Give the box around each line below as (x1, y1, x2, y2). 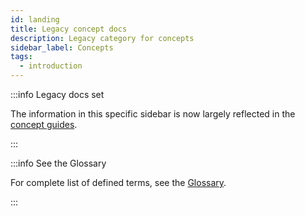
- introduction (19, 61, 83, 71)
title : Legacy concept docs (10, 24, 128, 34)
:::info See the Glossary (10, 157, 107, 169)
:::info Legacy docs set (10, 89, 105, 100)
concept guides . (10, 119, 78, 130)
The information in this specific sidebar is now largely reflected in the (10, 108, 296, 120)
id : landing (10, 14, 60, 25)
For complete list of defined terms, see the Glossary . (10, 177, 227, 188)
